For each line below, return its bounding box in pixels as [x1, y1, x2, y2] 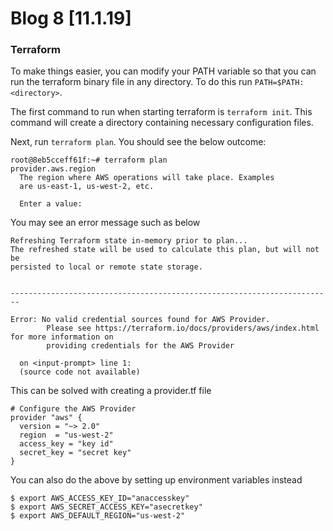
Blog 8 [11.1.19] [10, 7, 132, 30]
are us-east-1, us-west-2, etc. [19, 182, 155, 192]
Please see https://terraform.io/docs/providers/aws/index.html [46, 323, 320, 334]
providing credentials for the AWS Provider [46, 341, 235, 351]
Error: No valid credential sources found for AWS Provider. [10, 315, 271, 325]
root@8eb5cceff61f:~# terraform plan [10, 155, 168, 166]
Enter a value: [19, 199, 83, 209]
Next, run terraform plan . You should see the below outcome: [10, 136, 267, 148]
